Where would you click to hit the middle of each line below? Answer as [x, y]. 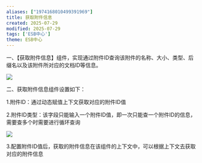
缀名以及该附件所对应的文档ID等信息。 [54, 65]
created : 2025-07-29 [32, 23]
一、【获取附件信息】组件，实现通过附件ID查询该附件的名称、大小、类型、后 [100, 57]
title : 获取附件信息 [29, 17]
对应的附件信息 [25, 154]
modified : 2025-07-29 [33, 29]
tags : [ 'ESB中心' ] [28, 34]
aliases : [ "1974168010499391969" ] [50, 12]
